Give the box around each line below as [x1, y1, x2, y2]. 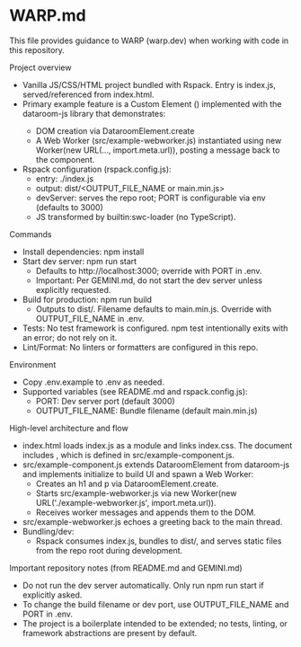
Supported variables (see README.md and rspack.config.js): [22, 386, 249, 396]
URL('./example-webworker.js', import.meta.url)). [35, 497, 217, 508]
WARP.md [9, 5, 87, 26]
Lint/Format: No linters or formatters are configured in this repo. [22, 341, 259, 352]
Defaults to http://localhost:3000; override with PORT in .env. [35, 265, 262, 276]
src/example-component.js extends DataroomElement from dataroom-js [22, 459, 290, 470]
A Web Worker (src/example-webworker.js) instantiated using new [35, 135, 282, 146]
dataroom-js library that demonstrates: [22, 108, 166, 119]
